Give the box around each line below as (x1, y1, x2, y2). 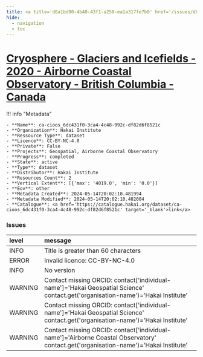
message (44, 237, 71, 245)
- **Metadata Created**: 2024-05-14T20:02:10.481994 (6, 191, 142, 197)
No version (44, 266, 76, 275)
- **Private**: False (6, 143, 61, 149)
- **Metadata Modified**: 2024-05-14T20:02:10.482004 (6, 196, 145, 203)
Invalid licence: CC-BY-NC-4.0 (44, 257, 135, 265)
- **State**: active (6, 159, 59, 165)
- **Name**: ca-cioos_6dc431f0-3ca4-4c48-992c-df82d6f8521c (6, 122, 161, 128)
